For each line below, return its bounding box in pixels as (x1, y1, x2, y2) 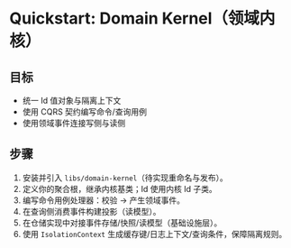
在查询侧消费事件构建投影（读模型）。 (22, 206, 161, 216)
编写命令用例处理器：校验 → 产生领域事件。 (22, 195, 186, 206)
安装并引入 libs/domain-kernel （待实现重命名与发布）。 (22, 172, 228, 183)
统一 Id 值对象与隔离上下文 (22, 96, 122, 106)
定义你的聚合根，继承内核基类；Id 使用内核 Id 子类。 (22, 183, 218, 194)
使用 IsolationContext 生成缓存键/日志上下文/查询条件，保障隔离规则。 (22, 228, 287, 239)
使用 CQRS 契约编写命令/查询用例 (22, 106, 147, 117)
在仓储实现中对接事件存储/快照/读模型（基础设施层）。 (22, 217, 223, 228)
